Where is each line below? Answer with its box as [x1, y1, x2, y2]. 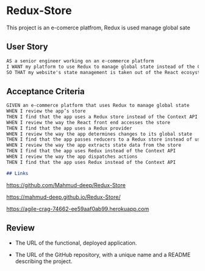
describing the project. [15, 258, 73, 265]
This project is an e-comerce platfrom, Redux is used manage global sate [6, 24, 190, 31]
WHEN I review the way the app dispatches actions [6, 154, 138, 160]
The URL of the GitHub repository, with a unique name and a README [15, 251, 191, 258]
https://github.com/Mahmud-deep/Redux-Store [6, 181, 126, 188]
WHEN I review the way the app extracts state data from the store [6, 142, 182, 149]
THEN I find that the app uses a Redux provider [6, 125, 132, 132]
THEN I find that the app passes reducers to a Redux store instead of [6, 136, 192, 143]
